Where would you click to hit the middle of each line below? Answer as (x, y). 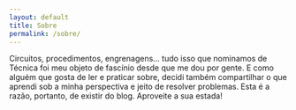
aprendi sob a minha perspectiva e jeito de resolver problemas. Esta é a (140, 87)
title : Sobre (33, 26)
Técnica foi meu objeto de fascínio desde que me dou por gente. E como (141, 68)
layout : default (39, 17)
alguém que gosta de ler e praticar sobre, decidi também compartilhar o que (148, 77)
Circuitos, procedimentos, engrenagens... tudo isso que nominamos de (138, 59)
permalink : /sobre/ (45, 33)
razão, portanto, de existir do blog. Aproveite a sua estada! (116, 96)
